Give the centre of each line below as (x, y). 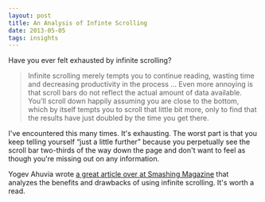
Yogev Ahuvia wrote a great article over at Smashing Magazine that (119, 174)
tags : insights (33, 38)
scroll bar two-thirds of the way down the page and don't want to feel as (127, 150)
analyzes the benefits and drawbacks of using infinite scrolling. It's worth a (131, 183)
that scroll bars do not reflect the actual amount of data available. (135, 93)
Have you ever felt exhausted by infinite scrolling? (90, 60)
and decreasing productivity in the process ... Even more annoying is (140, 84)
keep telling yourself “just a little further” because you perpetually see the (129, 142)
